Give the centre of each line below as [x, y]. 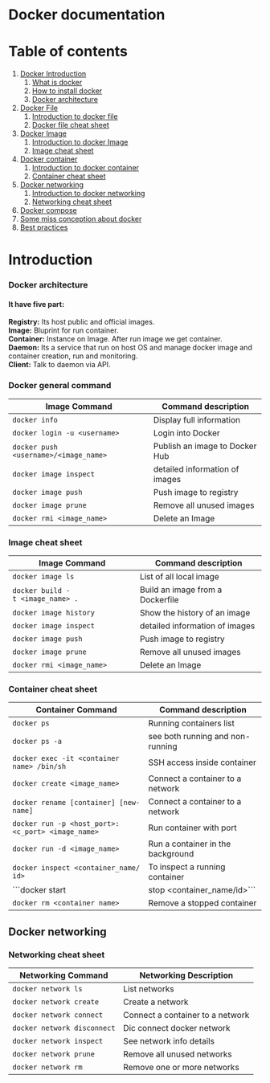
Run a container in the [190, 844]
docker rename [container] [64, 803]
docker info [35, 420]
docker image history [53, 613]
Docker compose [49, 210]
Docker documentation [87, 15]
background [171, 854]
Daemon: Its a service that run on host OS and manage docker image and [131, 348]
